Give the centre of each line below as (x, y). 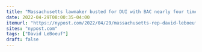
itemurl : (17, 23)
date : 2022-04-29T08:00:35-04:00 (48, 17)
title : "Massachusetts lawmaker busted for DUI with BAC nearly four (95, 12)
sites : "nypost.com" (32, 28)
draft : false (23, 39)
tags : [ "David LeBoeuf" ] (37, 34)
